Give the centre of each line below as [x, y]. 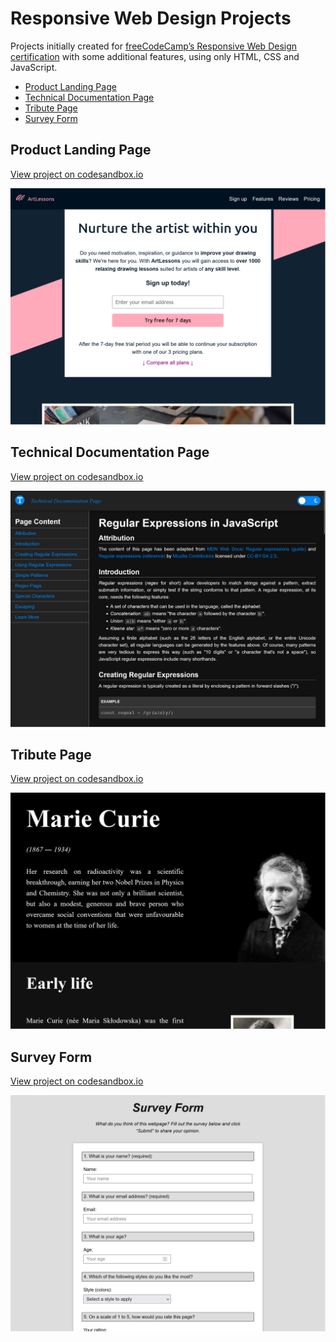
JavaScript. [34, 67]
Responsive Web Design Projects [151, 18]
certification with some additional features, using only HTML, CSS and [155, 56]
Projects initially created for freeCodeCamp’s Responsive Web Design [154, 46]
